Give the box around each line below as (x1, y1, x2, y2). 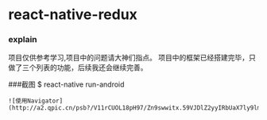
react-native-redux (8, 6, 137, 24)
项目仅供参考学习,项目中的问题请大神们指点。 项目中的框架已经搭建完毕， (8, 53, 249, 63)
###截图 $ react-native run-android (8, 79, 125, 89)
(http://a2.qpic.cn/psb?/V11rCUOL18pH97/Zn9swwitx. (8, 104, 183, 112)
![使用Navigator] (8, 97, 64, 105)
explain (8, 34, 37, 45)
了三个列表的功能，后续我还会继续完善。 (14, 63, 148, 72)
